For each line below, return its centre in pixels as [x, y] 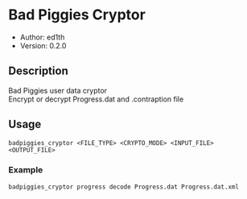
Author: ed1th [42, 37]
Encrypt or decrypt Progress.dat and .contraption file [96, 99]
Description [38, 71]
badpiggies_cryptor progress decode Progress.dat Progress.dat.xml [124, 187]
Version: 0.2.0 [43, 45]
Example [26, 170]
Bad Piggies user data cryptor [58, 90]
